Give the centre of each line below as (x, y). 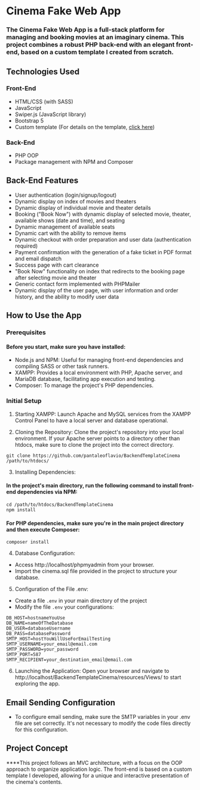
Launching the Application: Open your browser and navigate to (92, 671)
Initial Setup (24, 401)
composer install (28, 542)
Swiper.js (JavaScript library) (50, 114)
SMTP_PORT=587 (24, 655)
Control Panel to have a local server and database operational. (91, 420)
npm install (21, 510)
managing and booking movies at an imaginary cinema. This (95, 37)
